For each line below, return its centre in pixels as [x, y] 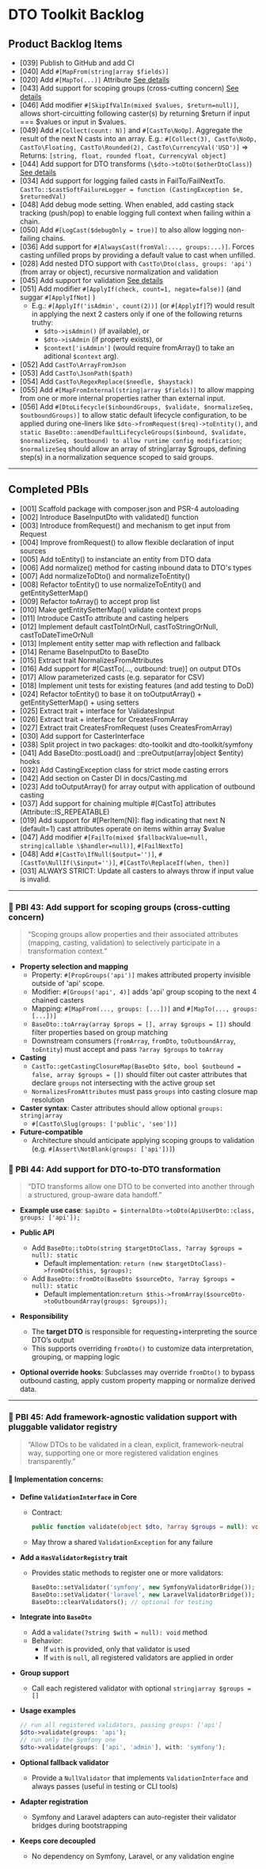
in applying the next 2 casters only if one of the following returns [137, 314]
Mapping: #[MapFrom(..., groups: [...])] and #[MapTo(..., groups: [145, 1009]
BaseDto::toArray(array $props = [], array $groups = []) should [141, 1024]
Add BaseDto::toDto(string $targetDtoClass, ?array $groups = [137, 1248]
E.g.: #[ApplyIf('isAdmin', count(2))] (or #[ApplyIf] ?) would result [143, 306]
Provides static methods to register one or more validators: [127, 1573]
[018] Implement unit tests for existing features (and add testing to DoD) [137, 685]
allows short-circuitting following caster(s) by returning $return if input [135, 113]
